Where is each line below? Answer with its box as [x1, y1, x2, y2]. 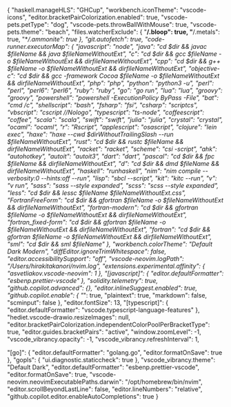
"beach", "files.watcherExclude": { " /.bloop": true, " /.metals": [45, 28, 221, 36]
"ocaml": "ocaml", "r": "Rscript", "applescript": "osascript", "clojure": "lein [7, 123, 217, 131]
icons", [7, 13, 27, 21]
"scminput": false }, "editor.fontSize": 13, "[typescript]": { [7, 299, 169, 306]
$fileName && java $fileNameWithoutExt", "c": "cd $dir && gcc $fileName [7, 50, 217, 58]
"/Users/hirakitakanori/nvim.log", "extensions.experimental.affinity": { [7, 262, 205, 270]
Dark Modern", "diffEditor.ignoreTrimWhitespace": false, [7, 247, 167, 255]
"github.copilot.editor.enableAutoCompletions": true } [7, 393, 159, 400]
